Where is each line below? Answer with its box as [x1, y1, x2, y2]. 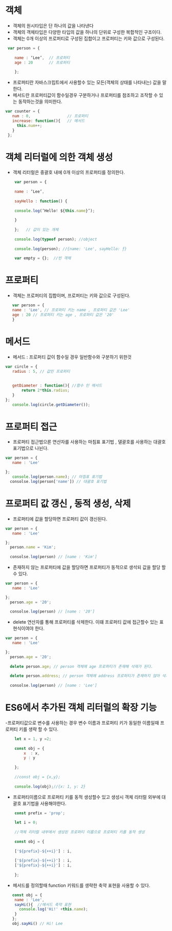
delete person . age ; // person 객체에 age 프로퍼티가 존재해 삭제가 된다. [10, 664, 154, 669]
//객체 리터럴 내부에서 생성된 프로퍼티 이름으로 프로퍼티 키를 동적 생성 [14, 830, 145, 835]
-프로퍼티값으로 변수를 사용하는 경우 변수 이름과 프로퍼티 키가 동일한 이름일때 [5, 720, 159, 726]
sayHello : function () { [14, 198, 68, 204]
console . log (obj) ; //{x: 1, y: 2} [14, 784, 86, 789]
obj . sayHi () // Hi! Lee [12, 921, 63, 926]
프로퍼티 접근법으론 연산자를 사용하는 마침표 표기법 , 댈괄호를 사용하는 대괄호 [12, 439, 166, 445]
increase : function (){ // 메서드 [12, 118, 85, 123]
